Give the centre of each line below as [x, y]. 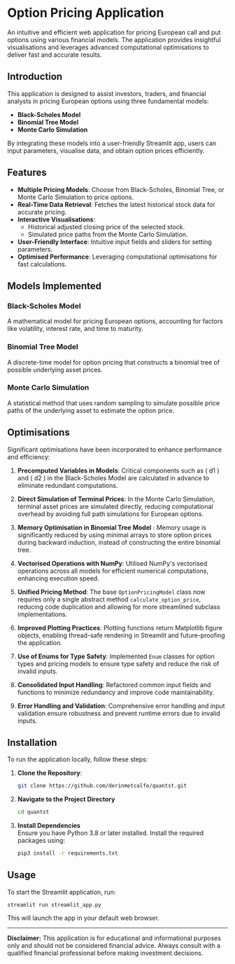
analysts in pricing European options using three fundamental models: [108, 101]
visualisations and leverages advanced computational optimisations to [108, 47]
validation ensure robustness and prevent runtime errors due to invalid [119, 713]
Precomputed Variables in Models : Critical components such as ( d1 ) [118, 470]
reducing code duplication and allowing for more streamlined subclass [119, 606]
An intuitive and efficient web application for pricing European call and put [114, 32]
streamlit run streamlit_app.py [54, 905]
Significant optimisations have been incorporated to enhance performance [115, 449]
